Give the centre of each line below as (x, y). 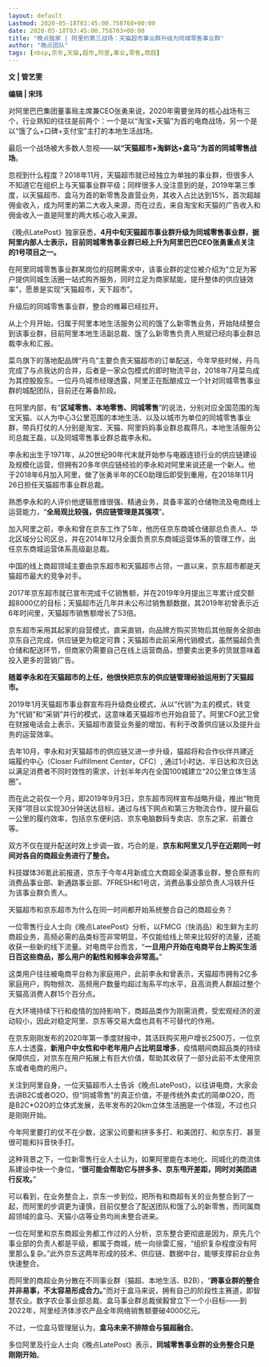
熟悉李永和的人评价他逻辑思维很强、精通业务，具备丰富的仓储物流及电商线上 (134, 502)
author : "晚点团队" (38, 46)
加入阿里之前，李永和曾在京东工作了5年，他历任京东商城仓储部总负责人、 (130, 529)
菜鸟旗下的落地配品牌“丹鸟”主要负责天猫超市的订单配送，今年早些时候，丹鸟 (134, 360)
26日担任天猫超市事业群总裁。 (58, 485)
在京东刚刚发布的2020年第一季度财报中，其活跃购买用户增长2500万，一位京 (134, 1038)
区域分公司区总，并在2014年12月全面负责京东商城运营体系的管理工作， (132, 539)
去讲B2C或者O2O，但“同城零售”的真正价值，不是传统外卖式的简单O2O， (128, 1095)
